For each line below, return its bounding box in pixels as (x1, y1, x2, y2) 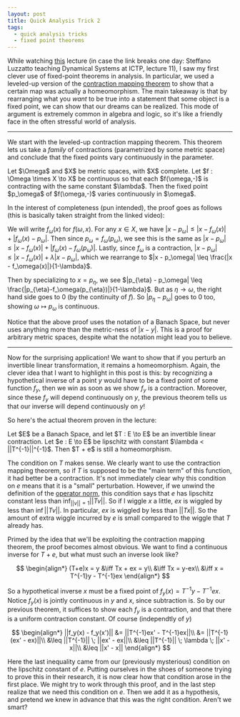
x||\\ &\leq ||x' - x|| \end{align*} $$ (69, 643, 171, 652)
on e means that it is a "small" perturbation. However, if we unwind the (7, 481, 216, 490)
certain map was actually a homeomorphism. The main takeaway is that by (7, 87, 227, 96)
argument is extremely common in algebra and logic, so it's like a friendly (7, 110, 223, 119)
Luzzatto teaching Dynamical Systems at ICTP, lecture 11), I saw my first (7, 64, 219, 73)
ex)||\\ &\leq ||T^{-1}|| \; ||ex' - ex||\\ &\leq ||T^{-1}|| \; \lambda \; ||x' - (27, 636, 230, 645)
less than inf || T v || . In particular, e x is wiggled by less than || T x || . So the (7, 506, 218, 515)
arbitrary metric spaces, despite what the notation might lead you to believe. (7, 333, 232, 341)
